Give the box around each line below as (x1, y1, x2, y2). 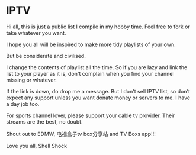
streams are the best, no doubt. (6, 118, 83, 125)
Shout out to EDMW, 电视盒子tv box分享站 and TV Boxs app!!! (6, 130, 156, 137)
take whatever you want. (6, 29, 66, 36)
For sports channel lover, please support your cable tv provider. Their (6, 112, 175, 119)
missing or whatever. (6, 76, 57, 83)
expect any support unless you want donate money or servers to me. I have (6, 94, 191, 101)
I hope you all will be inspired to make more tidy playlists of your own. (6, 41, 176, 48)
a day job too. (6, 100, 40, 107)
